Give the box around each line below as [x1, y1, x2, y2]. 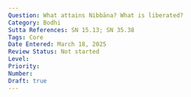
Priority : [8, 63, 41, 70]
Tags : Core [8, 33, 44, 41]
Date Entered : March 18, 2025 [8, 41, 107, 48]
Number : [8, 70, 34, 77]
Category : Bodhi [8, 19, 61, 27]
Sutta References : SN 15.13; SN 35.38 [8, 26, 135, 34]
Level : [8, 56, 30, 63]
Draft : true [8, 77, 47, 84]
